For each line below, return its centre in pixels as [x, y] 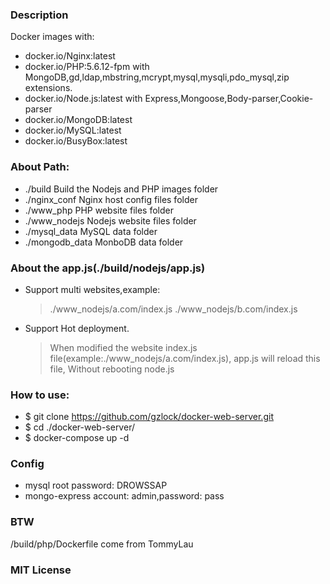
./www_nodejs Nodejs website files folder [110, 220]
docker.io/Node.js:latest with [83, 99]
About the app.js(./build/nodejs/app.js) [108, 268]
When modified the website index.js [123, 347]
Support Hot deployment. [77, 328]
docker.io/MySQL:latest [73, 130]
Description [39, 15]
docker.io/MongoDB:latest [78, 120]
